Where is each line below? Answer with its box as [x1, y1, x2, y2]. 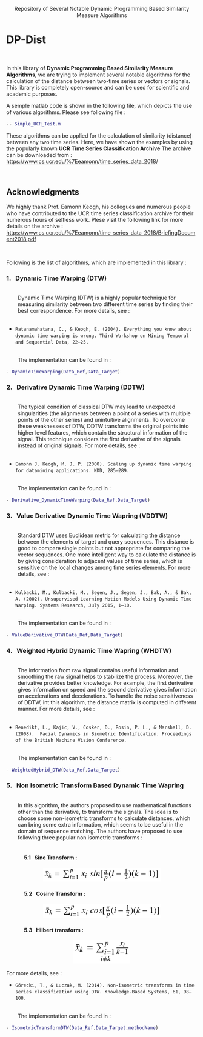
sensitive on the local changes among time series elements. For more [18, 564, 191, 572]
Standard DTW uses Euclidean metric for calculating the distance [18, 532, 181, 539]
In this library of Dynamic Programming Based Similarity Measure [6, 64, 173, 72]
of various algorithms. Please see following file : [6, 108, 126, 116]
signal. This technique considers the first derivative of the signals [18, 436, 181, 443]
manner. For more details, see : [18, 705, 95, 713]
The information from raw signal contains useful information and [18, 667, 179, 674]
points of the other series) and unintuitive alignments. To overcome [18, 416, 185, 424]
